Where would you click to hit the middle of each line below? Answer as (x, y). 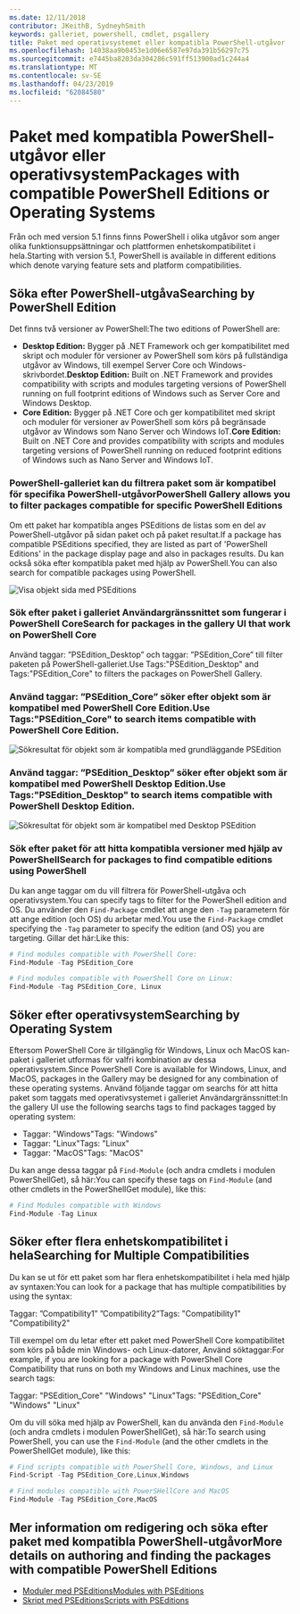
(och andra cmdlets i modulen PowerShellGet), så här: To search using (137, 1431)
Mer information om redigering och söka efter (139, 1527)
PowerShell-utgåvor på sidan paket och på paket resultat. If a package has (146, 534)
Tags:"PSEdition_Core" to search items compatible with (133, 719)
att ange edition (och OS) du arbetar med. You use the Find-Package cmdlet (146, 919)
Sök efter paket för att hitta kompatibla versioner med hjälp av (146, 849)
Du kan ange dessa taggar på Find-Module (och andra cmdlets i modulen (142, 1170)
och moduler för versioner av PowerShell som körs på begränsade (144, 422)
